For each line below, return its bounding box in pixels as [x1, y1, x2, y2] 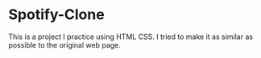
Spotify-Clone [8, 6, 105, 24]
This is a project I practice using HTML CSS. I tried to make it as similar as [8, 32, 254, 41]
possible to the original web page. [8, 40, 121, 49]
